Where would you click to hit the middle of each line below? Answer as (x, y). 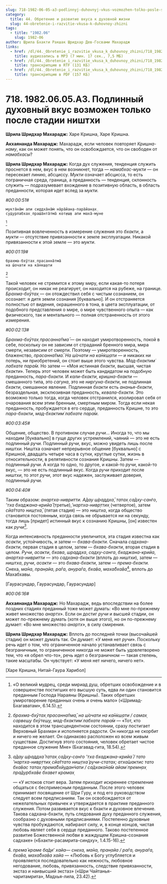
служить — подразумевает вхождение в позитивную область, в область (83, 185)
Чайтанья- (101, 871)
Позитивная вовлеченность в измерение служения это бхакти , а (75, 231)
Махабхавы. (19, 574)
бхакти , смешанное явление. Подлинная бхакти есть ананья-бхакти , (79, 387)
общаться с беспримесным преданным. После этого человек (79, 787)
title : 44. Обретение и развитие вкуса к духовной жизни (70, 19)
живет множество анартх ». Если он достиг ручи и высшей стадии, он (80, 614)
